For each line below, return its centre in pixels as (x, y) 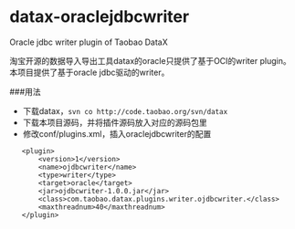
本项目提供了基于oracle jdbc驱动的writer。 (90, 72)
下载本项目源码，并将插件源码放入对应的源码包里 (115, 122)
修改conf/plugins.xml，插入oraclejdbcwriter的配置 (117, 133)
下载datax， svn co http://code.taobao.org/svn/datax (125, 110)
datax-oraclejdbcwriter (100, 17)
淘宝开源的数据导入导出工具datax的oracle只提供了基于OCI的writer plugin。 (150, 60)
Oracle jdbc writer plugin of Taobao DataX (89, 42)
